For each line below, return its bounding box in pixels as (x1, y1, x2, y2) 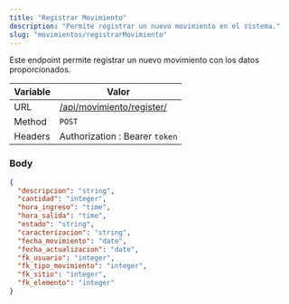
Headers (14, 130, 51, 143)
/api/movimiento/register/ (59, 101, 167, 114)
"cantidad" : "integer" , (17, 195, 107, 204)
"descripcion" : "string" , (17, 186, 116, 195)
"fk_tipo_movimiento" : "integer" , (17, 262, 147, 271)
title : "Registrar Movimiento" (9, 13, 127, 23)
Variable (14, 86, 51, 98)
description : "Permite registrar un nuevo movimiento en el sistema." (9, 22, 281, 31)
